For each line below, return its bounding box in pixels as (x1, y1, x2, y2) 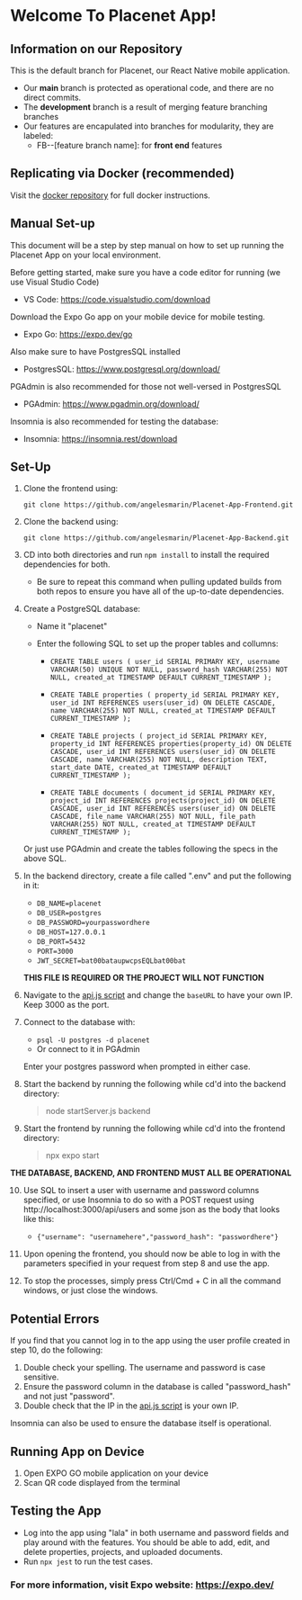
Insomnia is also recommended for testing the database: (10, 416, 219, 427)
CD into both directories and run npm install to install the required (22, 550, 270, 561)
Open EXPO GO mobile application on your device (22, 1468, 209, 1479)
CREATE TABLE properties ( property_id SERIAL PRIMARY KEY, (49, 690, 280, 700)
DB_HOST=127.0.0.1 (36, 928, 106, 937)
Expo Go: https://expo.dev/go (22, 328, 133, 339)
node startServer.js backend (45, 1106, 151, 1117)
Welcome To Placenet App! (10, 5, 217, 26)
